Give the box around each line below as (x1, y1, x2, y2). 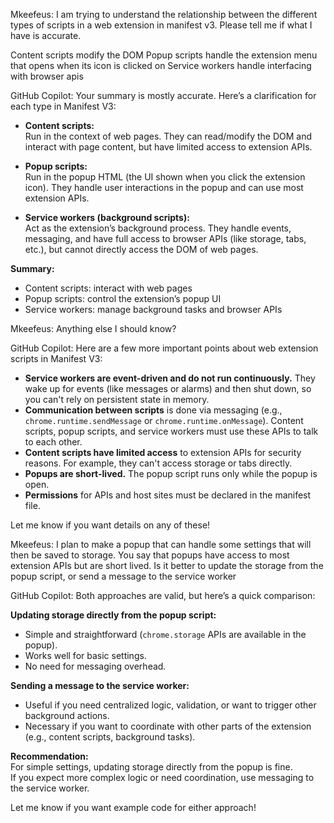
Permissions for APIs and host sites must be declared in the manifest (24, 489, 312, 501)
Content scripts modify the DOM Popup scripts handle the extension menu (10, 49, 318, 61)
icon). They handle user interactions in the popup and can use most (24, 182, 304, 193)
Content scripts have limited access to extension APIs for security (24, 447, 302, 458)
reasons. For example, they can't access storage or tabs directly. (24, 457, 293, 469)
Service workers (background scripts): (24, 212, 190, 223)
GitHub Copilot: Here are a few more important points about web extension (10, 342, 319, 354)
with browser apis (10, 70, 84, 82)
